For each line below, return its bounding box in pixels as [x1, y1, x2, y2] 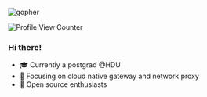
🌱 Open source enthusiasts [19, 80, 107, 89]
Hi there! [8, 41, 42, 52]
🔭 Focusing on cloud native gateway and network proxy [19, 71, 200, 81]
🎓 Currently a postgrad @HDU [19, 60, 122, 70]
